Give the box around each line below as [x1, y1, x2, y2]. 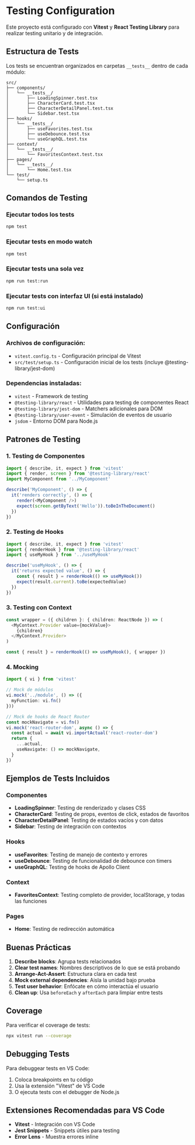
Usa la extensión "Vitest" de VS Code [14, 1082, 105, 1089]
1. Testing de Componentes [6, 452, 85, 460]
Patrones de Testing [6, 434, 81, 444]
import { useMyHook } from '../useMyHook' [6, 552, 111, 558]
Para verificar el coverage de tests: [6, 1021, 90, 1029]
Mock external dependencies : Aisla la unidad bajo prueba [14, 976, 156, 984]
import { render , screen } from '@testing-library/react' [6, 471, 150, 476]
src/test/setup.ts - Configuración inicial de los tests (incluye [14, 358, 163, 365]
